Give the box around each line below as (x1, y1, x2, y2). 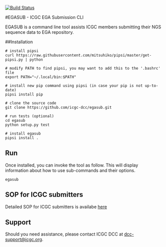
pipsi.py (5, 57, 23, 62)
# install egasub (5, 131, 41, 136)
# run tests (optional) (5, 114, 55, 119)
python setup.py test (5, 122, 50, 127)
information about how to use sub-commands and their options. (5, 167, 135, 173)
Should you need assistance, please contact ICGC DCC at (5, 231, 123, 237)
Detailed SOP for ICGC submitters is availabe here (5, 204, 108, 210)
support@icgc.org (5, 237, 42, 243)
